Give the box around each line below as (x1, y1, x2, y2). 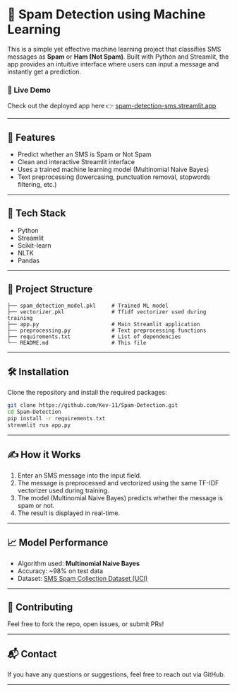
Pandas (17, 256, 40, 265)
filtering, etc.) (17, 180, 57, 189)
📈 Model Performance (7, 537, 109, 549)
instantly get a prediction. (7, 67, 82, 76)
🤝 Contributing (7, 601, 73, 613)
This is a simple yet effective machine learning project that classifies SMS (7, 45, 221, 53)
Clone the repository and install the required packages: (7, 388, 167, 397)
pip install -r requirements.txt (7, 415, 106, 422)
